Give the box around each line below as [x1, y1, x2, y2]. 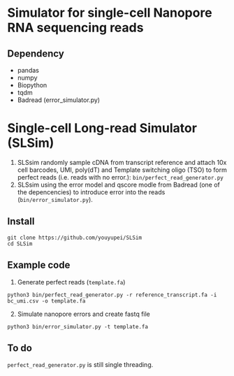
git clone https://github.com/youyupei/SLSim [7, 234, 142, 241]
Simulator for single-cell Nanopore [7, 5, 212, 21]
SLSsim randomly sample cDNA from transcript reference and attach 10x [17, 158, 227, 166]
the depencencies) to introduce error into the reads [17, 187, 166, 196]
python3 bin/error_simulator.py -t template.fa [7, 323, 149, 330]
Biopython [17, 81, 47, 89]
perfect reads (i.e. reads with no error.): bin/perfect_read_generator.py [17, 173, 224, 181]
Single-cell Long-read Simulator [7, 120, 198, 136]
